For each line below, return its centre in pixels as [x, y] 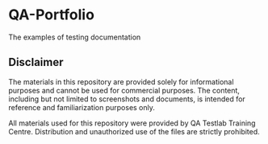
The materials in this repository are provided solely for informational [121, 81]
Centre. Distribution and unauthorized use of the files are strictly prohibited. [134, 131]
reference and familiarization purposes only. [82, 107]
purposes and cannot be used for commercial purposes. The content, [124, 90]
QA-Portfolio [52, 15]
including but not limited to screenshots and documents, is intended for [127, 99]
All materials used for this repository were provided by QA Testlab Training [132, 123]
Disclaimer [36, 62]
